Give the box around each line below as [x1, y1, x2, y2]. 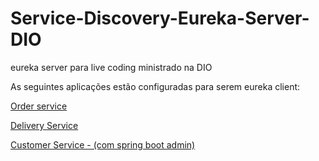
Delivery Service [10, 119, 79, 131]
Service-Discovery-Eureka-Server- [10, 7, 310, 30]
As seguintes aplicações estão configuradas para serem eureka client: [10, 80, 301, 92]
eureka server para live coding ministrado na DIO [10, 61, 213, 73]
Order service [10, 100, 68, 112]
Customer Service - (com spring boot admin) [10, 138, 196, 151]
